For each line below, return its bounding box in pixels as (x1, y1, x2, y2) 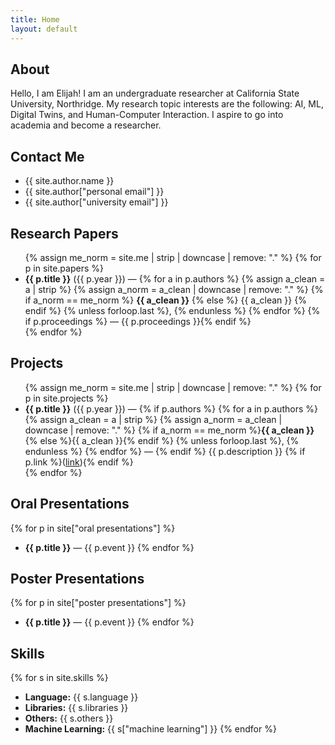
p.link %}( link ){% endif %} (24, 456, 134, 468)
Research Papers (10, 225, 119, 242)
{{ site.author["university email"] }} (24, 196, 169, 208)
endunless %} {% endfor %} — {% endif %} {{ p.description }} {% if (24, 445, 306, 457)
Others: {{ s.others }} (24, 712, 114, 725)
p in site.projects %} (24, 392, 109, 404)
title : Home (10, 14, 60, 25)
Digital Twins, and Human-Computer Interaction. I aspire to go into (10, 109, 284, 121)
